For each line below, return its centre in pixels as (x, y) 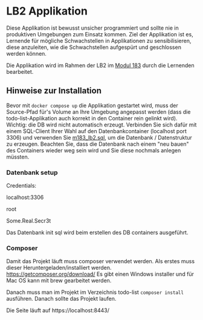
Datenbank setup (32, 172)
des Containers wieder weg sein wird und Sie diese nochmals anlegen (94, 150)
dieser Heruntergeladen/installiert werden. (59, 268)
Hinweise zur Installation (54, 91)
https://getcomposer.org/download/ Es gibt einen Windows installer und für (100, 274)
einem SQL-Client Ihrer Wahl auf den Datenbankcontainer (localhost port (97, 131)
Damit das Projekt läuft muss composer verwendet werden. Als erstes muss (101, 261)
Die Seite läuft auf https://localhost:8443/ (58, 310)
